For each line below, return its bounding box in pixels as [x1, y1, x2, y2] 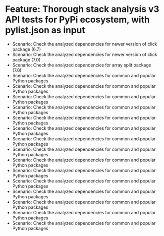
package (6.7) [12, 46, 41, 52]
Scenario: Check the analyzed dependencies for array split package [12, 62, 152, 68]
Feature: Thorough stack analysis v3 [5, 3, 160, 15]
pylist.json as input [5, 25, 85, 36]
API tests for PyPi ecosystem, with [5, 14, 150, 25]
